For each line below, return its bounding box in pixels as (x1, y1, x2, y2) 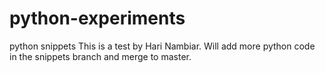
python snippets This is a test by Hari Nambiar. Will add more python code (9, 40, 316, 52)
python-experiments (9, 7, 186, 30)
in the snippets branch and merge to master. (9, 50, 192, 62)
